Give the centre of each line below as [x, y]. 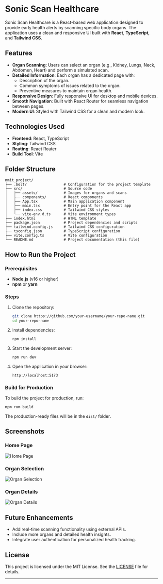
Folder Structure [30, 169]
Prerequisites [21, 268]
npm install [24, 339]
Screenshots [25, 432]
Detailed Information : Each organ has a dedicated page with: [73, 75]
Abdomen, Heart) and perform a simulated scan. [60, 70]
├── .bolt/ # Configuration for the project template [78, 185]
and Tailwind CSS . [24, 38]
